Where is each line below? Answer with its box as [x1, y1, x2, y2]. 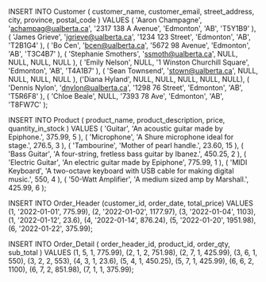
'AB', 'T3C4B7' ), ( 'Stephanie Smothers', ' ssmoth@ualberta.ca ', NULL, [8, 49, 238, 58]
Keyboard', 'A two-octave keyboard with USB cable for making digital [8, 166, 234, 175]
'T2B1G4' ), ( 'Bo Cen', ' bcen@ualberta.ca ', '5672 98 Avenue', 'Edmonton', [8, 41, 250, 50]
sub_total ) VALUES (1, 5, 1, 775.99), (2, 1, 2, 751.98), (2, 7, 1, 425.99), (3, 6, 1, [8, 248, 258, 257]
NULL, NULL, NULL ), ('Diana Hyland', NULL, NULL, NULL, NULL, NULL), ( [8, 75, 250, 84]
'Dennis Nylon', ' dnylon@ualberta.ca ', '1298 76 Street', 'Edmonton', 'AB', [8, 83, 244, 92]
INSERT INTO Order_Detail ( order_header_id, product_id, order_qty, [8, 239, 230, 249]
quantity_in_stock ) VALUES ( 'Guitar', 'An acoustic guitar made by [8, 123, 224, 133]
